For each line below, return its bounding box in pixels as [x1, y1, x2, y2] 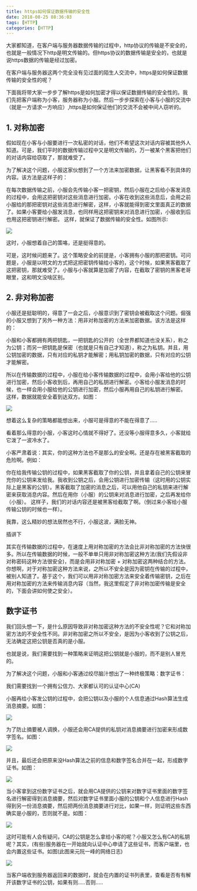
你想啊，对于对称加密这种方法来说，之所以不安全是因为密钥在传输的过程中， [6, 565, 191, 572]
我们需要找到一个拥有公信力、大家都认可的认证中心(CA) [6, 682, 141, 689]
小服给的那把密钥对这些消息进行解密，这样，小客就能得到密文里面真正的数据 [6, 201, 191, 208]
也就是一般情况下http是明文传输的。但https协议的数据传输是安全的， [6, 49, 172, 56]
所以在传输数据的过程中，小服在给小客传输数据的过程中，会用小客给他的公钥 [6, 371, 191, 378]
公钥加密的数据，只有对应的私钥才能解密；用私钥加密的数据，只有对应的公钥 [6, 351, 191, 358]
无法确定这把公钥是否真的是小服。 [6, 638, 89, 645]
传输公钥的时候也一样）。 [6, 505, 66, 512]
